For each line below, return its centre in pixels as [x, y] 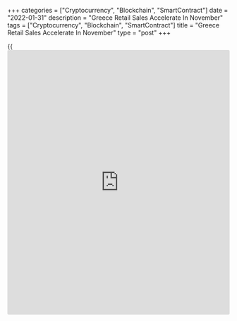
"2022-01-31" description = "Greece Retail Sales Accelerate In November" [115, 18]
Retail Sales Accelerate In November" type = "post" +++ [89, 32]
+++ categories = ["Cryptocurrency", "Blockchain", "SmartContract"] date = [118, 10]
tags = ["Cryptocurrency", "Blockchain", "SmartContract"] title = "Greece [114, 25]
